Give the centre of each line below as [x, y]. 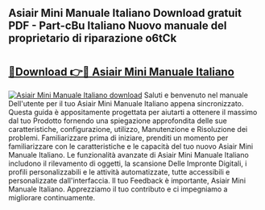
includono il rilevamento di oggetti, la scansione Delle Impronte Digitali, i [128, 163]
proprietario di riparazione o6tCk [93, 38]
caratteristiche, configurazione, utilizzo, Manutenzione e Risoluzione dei [128, 129]
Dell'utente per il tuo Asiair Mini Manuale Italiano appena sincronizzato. [126, 103]
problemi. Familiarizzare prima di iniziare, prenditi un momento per [118, 138]
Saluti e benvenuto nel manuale [196, 95]
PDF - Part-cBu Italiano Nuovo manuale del [118, 26]
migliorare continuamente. [52, 198]
